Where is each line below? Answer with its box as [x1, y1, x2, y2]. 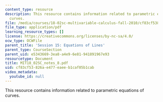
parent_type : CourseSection [5, 47, 62, 52]
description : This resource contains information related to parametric [5, 12, 155, 16]
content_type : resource [5, 7, 53, 12]
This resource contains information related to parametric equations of [5, 87, 144, 93]
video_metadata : [5, 70, 38, 75]
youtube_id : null [9, 74, 45, 79]
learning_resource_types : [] [5, 29, 64, 34]
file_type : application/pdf [5, 25, 62, 30]
